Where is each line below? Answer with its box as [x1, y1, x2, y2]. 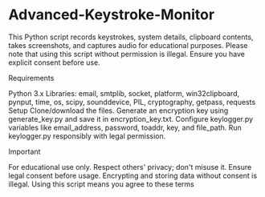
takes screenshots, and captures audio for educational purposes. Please [8, 40, 248, 50]
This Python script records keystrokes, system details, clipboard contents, [8, 32, 254, 42]
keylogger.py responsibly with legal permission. [8, 131, 166, 141]
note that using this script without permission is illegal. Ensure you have [8, 49, 245, 58]
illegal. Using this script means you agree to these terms [8, 179, 194, 189]
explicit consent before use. [8, 58, 100, 67]
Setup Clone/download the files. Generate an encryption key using [8, 106, 229, 115]
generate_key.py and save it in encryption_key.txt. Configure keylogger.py [8, 114, 254, 123]
